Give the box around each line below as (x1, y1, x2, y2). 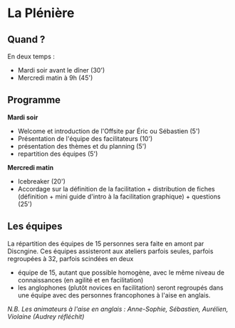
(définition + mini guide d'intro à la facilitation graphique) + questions (17, 192, 221, 201)
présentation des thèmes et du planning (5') (17, 142, 147, 150)
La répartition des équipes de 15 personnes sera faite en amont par (7, 239, 204, 248)
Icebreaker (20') (17, 176, 66, 186)
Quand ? (7, 33, 46, 46)
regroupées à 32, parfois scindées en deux (7, 254, 134, 263)
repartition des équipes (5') (17, 149, 98, 158)
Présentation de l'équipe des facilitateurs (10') (17, 134, 153, 143)
